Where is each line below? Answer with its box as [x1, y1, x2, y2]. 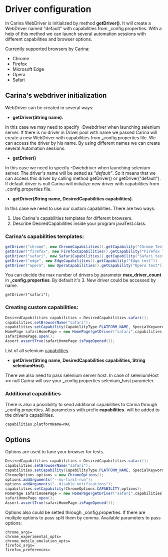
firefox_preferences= [5, 547, 50, 552]
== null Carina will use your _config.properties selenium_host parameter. [5, 377, 155, 384]
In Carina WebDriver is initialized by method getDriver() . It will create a [5, 20, 151, 26]
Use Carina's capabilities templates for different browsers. [12, 215, 132, 221]
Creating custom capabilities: [5, 304, 78, 311]
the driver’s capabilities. [5, 412, 54, 418]
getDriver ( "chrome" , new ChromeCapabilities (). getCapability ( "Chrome [5, 244, 153, 249]
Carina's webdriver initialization [5, 91, 107, 100]
